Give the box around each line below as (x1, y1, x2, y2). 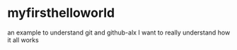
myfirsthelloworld (7, 5, 115, 21)
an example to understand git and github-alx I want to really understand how (7, 28, 231, 37)
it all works (7, 35, 39, 44)
